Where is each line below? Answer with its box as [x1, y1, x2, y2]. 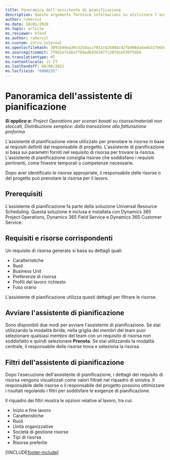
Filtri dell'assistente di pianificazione [5, 358, 124, 367]
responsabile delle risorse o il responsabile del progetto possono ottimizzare [5, 383, 165, 389]
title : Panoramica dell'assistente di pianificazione [5, 7, 121, 13]
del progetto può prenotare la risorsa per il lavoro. [5, 175, 109, 181]
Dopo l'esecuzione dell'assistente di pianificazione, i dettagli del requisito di [5, 371, 163, 378]
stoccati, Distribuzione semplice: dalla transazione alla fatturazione [5, 123, 147, 129]
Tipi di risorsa [12, 434, 41, 440]
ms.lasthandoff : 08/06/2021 [5, 64, 65, 69]
